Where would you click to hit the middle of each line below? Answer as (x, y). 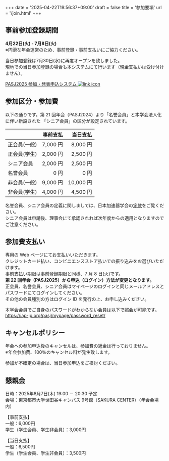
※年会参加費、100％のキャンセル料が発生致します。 (59, 352)
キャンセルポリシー (35, 333)
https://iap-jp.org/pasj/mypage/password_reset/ (55, 316)
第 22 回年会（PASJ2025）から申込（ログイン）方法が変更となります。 (80, 280)
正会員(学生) (22, 154)
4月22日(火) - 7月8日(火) (31, 43)
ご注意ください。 (23, 224)
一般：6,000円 (20, 424)
